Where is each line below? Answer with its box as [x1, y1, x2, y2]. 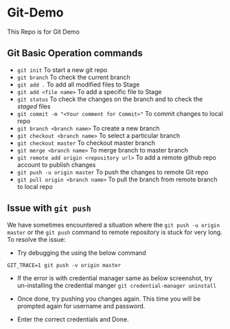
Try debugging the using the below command [16, 249, 146, 257]
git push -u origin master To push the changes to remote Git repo [16, 168, 209, 176]
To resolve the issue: [7, 235, 67, 243]
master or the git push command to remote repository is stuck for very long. [7, 228, 223, 236]
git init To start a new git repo [16, 65, 108, 73]
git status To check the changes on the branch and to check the [16, 95, 203, 103]
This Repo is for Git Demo [7, 27, 80, 36]
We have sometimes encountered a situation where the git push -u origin [7, 220, 220, 229]
